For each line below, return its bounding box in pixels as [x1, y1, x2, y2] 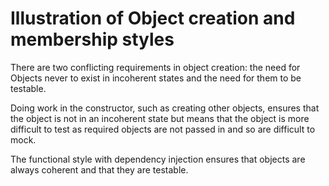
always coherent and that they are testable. [10, 163, 189, 176]
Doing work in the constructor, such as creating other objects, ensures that [10, 102, 320, 114]
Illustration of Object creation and [10, 7, 296, 30]
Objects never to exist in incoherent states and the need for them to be [10, 72, 302, 84]
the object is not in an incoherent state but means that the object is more [10, 112, 310, 124]
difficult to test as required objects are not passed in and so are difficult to [10, 123, 316, 135]
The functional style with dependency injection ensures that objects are [10, 153, 306, 165]
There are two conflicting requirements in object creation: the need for [10, 61, 301, 73]
